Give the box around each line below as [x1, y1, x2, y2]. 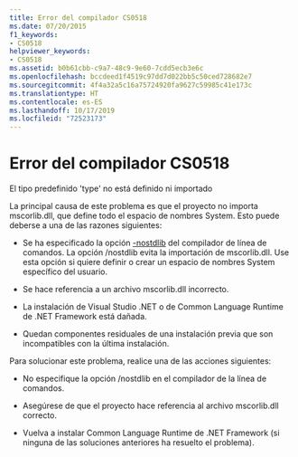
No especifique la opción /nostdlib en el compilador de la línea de [22, 373, 267, 385]
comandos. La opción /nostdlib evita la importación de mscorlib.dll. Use [22, 247, 290, 258]
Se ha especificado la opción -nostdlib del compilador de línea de [22, 237, 267, 249]
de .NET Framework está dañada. [22, 311, 147, 322]
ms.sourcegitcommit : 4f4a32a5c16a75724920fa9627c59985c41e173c [9, 81, 253, 90]
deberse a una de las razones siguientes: [9, 220, 163, 231]
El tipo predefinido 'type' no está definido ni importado [9, 183, 213, 195]
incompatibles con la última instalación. [22, 338, 170, 349]
